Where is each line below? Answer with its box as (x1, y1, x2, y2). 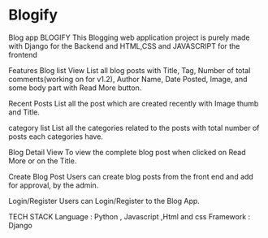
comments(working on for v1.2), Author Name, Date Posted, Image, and (8, 74, 248, 84)
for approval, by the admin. (8, 180, 99, 190)
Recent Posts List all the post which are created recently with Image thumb (8, 98, 259, 108)
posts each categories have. (8, 132, 104, 141)
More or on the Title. (8, 156, 77, 166)
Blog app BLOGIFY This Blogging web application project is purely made (8, 32, 250, 42)
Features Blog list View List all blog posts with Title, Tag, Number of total (8, 65, 251, 75)
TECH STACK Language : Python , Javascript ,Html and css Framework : (8, 211, 251, 221)
